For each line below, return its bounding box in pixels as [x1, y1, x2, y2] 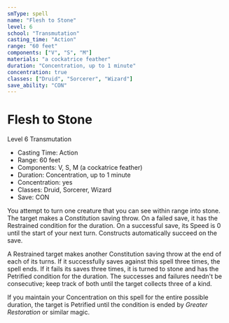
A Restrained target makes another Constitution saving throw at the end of [7, 250, 222, 259]
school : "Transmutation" [7, 29, 80, 37]
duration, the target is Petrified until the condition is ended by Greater [7, 301, 208, 309]
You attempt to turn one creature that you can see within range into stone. [7, 207, 221, 215]
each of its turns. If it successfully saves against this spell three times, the [7, 257, 221, 266]
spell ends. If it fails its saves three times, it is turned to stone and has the [7, 265, 219, 273]
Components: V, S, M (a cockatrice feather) [17, 164, 143, 172]
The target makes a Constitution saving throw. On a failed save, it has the [7, 214, 218, 222]
